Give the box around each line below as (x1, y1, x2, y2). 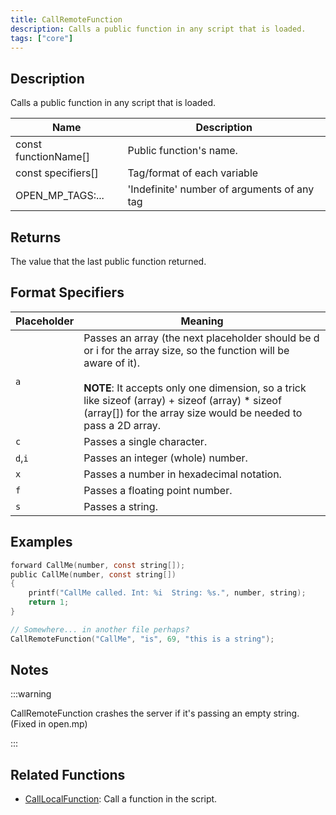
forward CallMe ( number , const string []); (10, 560, 186, 570)
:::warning (10, 688, 52, 700)
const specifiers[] (15, 166, 99, 180)
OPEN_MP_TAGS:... (15, 189, 105, 203)
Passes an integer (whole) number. (83, 451, 248, 465)
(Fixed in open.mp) (10, 718, 88, 730)
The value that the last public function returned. (10, 256, 207, 267)
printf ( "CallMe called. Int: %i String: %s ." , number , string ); (28, 588, 307, 598)
